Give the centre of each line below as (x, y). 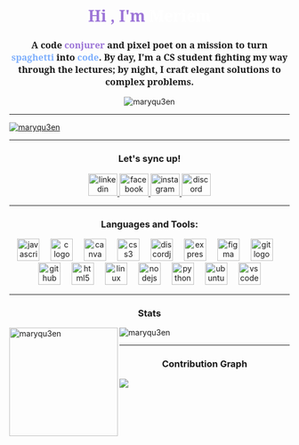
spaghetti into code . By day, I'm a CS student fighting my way (149, 57)
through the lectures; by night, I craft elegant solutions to (149, 70)
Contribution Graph (204, 364)
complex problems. (149, 82)
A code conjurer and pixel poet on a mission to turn (149, 45)
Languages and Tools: (149, 224)
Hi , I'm (117, 16)
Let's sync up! (149, 158)
